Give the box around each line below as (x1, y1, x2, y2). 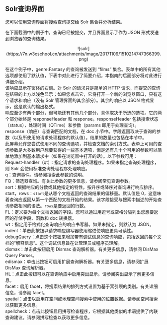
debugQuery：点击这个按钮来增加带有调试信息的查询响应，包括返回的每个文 (5, 234, 162, 240)
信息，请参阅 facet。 (5, 289, 48, 295)
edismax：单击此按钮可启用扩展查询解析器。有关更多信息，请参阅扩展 (5, 259, 149, 264)
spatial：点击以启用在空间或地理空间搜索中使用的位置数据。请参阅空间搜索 (5, 296, 158, 302)
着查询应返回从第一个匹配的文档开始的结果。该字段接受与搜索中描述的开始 (5, 196, 158, 202)
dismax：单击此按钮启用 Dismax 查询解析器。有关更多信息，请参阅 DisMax (5, 246, 159, 252)
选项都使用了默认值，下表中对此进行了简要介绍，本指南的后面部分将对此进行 (5, 72, 162, 78)
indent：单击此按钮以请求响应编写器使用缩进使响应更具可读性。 (5, 227, 136, 233)
